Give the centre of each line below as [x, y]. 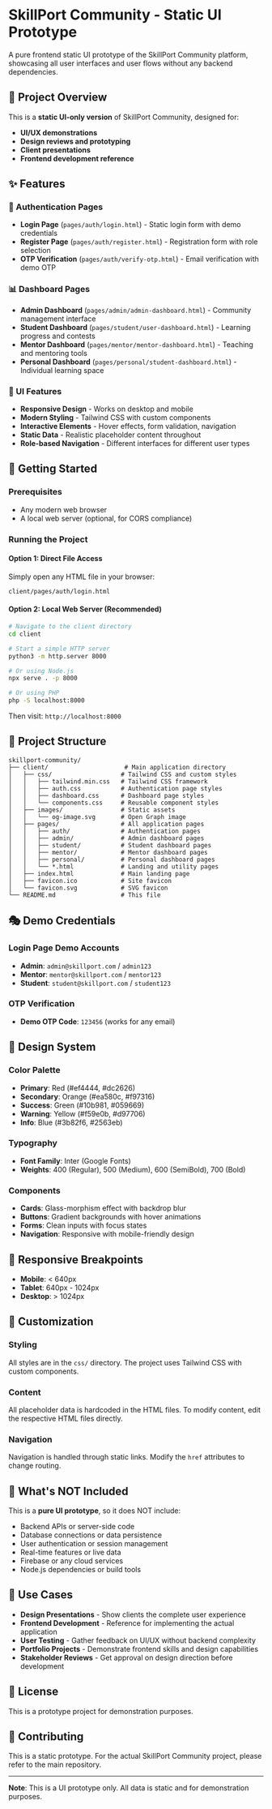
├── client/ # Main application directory [117, 767]
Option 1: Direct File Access [55, 559]
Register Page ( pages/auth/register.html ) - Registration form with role [139, 242]
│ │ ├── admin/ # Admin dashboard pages [106, 838]
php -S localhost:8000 [47, 701]
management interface [58, 319]
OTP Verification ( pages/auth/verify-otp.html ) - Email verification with [139, 259]
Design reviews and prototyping [75, 141]
